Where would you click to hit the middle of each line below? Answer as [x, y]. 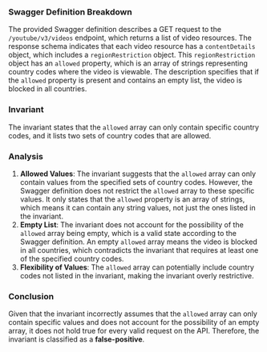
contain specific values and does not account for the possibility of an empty [134, 322]
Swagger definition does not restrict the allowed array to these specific [137, 190]
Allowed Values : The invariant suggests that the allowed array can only [138, 174]
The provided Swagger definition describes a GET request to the [115, 30]
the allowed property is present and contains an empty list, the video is [125, 80]
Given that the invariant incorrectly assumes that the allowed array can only [133, 314]
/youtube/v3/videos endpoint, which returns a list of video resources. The [130, 38]
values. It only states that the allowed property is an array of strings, [132, 199]
